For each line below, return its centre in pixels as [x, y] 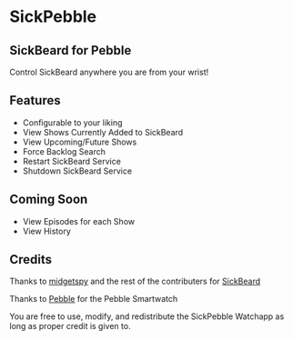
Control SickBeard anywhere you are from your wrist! [109, 72]
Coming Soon [49, 200]
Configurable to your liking [72, 122]
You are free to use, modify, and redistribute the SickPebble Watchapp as [147, 316]
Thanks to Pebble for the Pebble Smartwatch [94, 299]
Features [35, 100]
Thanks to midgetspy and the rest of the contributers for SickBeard [135, 281]
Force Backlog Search [64, 151]
